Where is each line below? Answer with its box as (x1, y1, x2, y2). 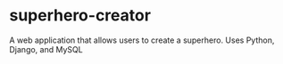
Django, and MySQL (9, 44, 83, 54)
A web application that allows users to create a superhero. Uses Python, (9, 35, 275, 45)
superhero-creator (9, 5, 152, 26)
